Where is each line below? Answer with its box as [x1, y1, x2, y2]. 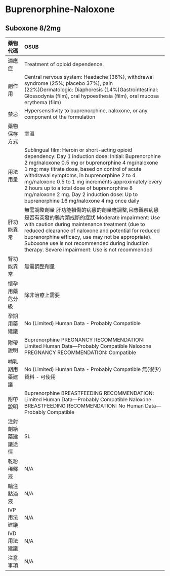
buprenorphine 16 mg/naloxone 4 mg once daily [24, 197, 140, 204]
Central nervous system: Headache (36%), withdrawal [24, 74, 154, 80]
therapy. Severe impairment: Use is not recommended [24, 246, 153, 253]
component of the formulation [24, 113, 96, 120]
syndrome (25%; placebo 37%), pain [24, 80, 113, 87]
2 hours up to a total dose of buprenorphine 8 [24, 184, 133, 191]
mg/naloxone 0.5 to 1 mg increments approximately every [24, 178, 162, 185]
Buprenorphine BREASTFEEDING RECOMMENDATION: [24, 390, 154, 397]
